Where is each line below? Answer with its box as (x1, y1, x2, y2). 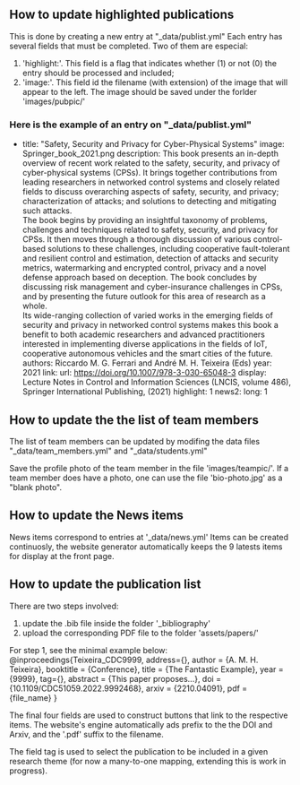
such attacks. (21, 205, 73, 216)
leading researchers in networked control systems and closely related (21, 177, 280, 187)
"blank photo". (9, 481, 63, 492)
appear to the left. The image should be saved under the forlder (21, 86, 258, 97)
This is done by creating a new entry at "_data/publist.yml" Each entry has (9, 30, 283, 41)
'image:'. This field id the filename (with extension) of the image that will (21, 76, 288, 88)
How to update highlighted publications (9, 7, 235, 22)
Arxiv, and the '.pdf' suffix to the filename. (9, 729, 164, 739)
